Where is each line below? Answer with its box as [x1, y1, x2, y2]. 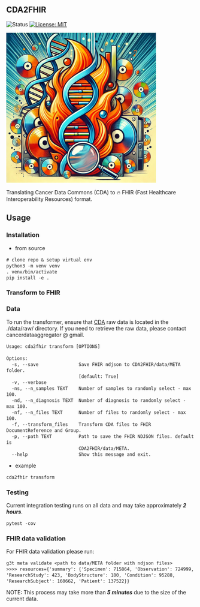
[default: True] [78, 373, 119, 380]
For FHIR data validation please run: [6, 548, 95, 555]
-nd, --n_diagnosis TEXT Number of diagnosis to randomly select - [11, 397, 186, 404]
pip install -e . [6, 275, 50, 281]
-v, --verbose [11, 379, 47, 386]
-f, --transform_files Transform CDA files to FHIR [11, 421, 151, 428]
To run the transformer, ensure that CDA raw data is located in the [6, 318, 169, 326]
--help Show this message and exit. [11, 451, 151, 458]
